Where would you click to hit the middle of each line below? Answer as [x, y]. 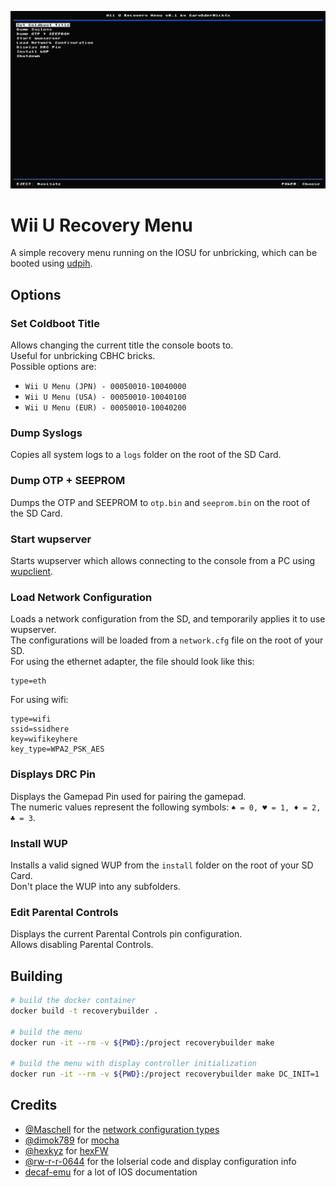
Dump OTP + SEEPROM [68, 481]
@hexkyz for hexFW [66, 1150]
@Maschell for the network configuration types [122, 1129]
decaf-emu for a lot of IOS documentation [111, 1172]
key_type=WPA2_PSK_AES [57, 749]
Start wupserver [51, 539]
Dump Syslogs [46, 433]
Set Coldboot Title [55, 323]
